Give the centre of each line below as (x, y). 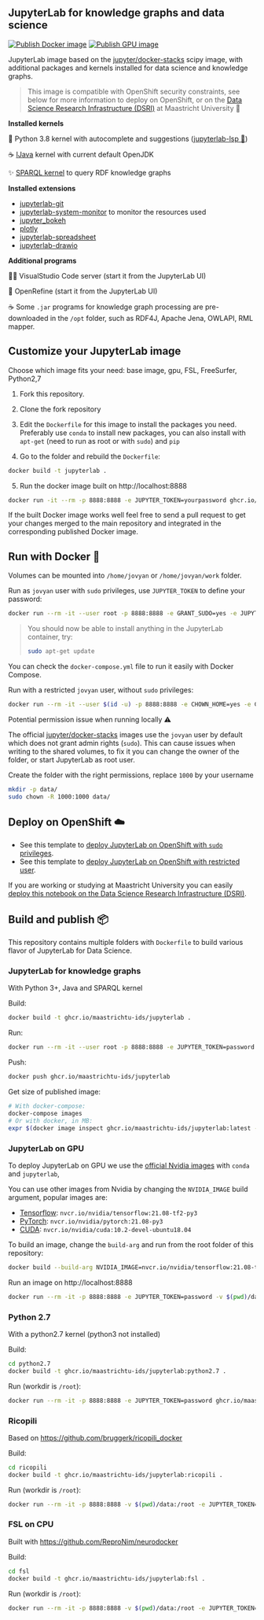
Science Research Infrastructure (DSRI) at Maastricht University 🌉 (134, 108)
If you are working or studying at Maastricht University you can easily (121, 885)
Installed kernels (36, 123)
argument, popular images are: (58, 1197)
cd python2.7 (29, 1364)
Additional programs (42, 260)
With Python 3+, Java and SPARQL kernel (75, 988)
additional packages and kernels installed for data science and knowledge (128, 68)
